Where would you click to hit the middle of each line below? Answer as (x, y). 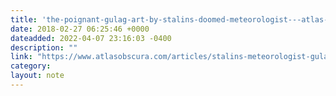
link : (21, 57)
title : (24, 19)
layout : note (37, 76)
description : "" (44, 47)
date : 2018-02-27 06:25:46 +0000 (80, 29)
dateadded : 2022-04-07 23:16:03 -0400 (91, 38)
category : (31, 66)
